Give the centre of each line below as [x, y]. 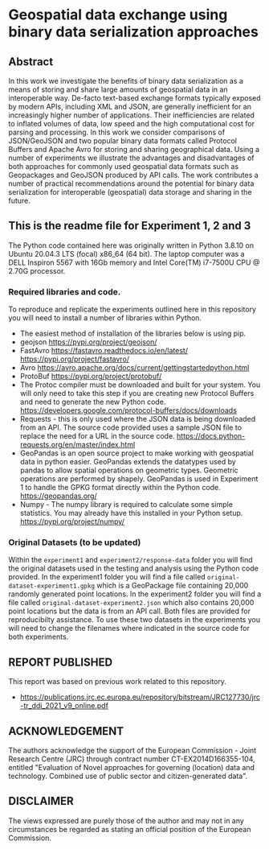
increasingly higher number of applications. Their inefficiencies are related [132, 115]
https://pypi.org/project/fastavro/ [75, 359]
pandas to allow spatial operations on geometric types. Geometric [129, 470]
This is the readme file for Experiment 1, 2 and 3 [130, 226]
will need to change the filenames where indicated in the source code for [129, 629]
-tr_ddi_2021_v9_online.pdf [64, 706]
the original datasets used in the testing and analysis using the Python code [133, 568]
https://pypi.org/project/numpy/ [72, 521]
